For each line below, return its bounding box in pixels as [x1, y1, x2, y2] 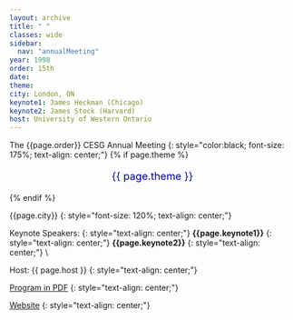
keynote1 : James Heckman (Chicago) [9, 97, 144, 107]
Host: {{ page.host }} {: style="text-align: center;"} [9, 265, 198, 275]
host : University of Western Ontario [9, 115, 152, 124]
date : [9, 73, 30, 82]
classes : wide [9, 30, 63, 39]
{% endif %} [9, 192, 56, 203]
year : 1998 [9, 55, 51, 65]
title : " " [9, 22, 51, 31]
